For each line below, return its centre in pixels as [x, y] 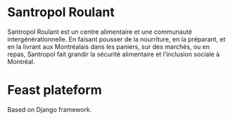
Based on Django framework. [50, 109]
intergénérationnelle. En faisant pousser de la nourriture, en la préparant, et [116, 39]
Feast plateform [55, 90]
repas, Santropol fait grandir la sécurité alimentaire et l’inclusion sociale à [114, 54]
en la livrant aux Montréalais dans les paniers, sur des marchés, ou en [108, 46]
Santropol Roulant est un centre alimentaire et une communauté [100, 32]
